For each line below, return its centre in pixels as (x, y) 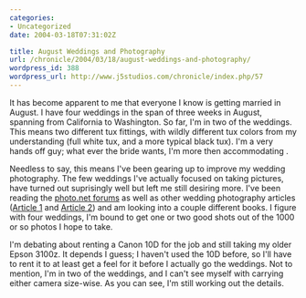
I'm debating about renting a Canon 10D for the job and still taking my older (151, 244)
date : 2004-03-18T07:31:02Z (63, 35)
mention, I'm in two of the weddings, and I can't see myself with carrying (147, 273)
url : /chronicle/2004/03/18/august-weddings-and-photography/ (130, 60)
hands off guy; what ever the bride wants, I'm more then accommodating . (149, 150)
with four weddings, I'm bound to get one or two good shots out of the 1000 (152, 217)
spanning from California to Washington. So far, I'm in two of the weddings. (151, 122)
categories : (32, 18)
